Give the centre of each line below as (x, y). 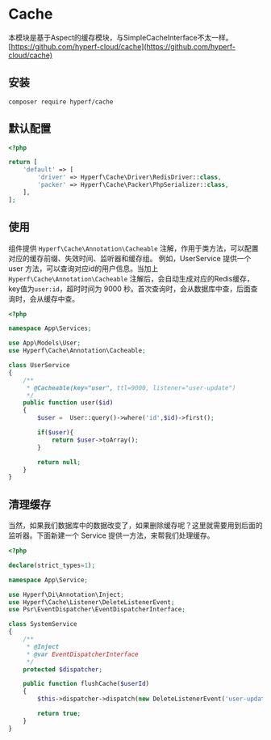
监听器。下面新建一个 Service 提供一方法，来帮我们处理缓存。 (111, 535)
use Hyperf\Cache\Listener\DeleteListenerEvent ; (92, 602)
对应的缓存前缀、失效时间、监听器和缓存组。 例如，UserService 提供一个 (130, 258)
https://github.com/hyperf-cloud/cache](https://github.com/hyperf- (123, 46)
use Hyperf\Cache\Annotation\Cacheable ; (77, 351)
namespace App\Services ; (50, 328)
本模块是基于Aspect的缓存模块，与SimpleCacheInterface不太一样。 (121, 37)
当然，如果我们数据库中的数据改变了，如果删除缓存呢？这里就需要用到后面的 (135, 526)
